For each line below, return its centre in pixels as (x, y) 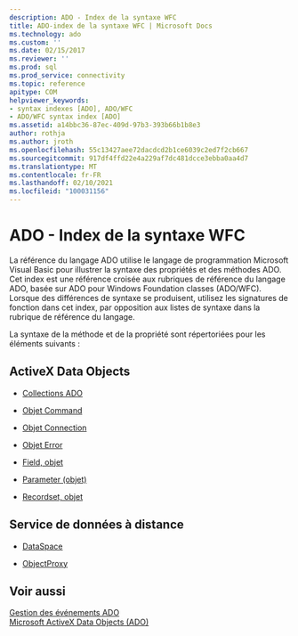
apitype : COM (33, 92)
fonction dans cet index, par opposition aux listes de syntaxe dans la (135, 307)
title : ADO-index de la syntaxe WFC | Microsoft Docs (111, 26)
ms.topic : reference (48, 84)
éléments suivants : (44, 343)
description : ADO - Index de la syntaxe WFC (93, 17)
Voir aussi (37, 591)
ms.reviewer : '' (39, 59)
